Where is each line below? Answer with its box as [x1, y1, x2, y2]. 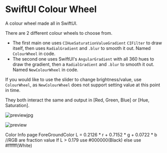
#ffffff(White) [5, 142, 33, 148]
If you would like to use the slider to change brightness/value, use [5, 76, 142, 82]
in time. [5, 87, 21, 93]
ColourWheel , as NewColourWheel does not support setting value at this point [5, 82, 160, 88]
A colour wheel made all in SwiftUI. [5, 20, 77, 26]
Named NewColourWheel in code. [12, 67, 79, 73]
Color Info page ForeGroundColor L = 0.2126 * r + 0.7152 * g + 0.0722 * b [5, 131, 157, 137]
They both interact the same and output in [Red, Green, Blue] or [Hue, [5, 97, 150, 103]
